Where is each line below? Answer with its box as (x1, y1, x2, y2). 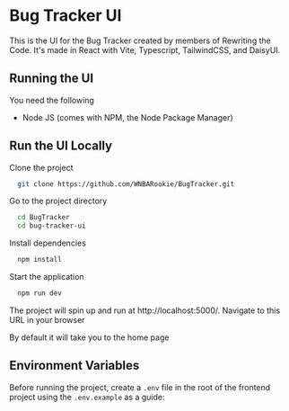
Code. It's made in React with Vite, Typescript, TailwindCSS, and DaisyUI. (9, 44, 281, 55)
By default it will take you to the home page (9, 332, 170, 343)
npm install (17, 255, 63, 264)
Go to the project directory (9, 195, 108, 207)
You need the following (9, 94, 94, 105)
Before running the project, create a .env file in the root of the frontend (9, 381, 271, 392)
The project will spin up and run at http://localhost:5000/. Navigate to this (9, 305, 281, 316)
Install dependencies (9, 237, 87, 248)
